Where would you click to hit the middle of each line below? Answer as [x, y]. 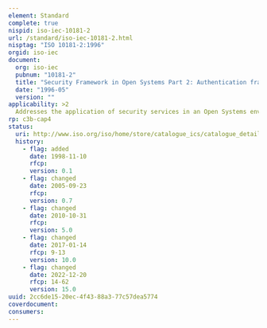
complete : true [33, 23]
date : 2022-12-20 [58, 275]
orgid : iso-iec [33, 53]
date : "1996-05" [42, 90]
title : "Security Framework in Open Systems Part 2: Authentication [131, 82]
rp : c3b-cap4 [30, 119]
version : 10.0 [53, 260]
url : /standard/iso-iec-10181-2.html [71, 38]
